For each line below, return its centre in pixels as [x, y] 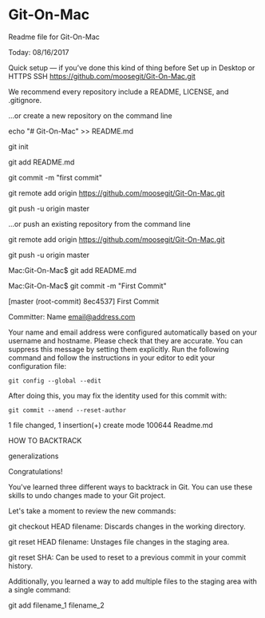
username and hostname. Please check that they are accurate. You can [126, 340]
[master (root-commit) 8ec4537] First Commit [84, 301]
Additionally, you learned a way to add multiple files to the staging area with [133, 581]
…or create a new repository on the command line [91, 115]
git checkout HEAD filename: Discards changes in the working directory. [127, 526]
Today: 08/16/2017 [39, 52]
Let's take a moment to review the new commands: [92, 511]
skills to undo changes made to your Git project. [87, 495]
